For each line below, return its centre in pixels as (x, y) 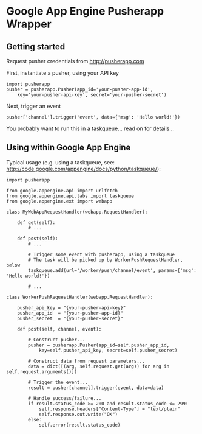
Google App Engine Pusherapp (85, 11)
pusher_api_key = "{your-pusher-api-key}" (72, 308)
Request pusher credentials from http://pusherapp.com (75, 61)
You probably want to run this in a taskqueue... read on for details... (90, 128)
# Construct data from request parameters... (87, 361)
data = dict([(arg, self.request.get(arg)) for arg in (99, 366)
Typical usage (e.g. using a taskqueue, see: (61, 162)
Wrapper (29, 24)
